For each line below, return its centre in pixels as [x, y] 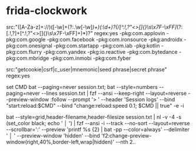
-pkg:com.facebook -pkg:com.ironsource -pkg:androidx [115, 39]
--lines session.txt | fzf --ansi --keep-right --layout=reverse [114, 93]
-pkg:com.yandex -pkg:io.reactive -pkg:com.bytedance [110, 52]
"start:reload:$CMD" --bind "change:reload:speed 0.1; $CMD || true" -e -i [95, 105]
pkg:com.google [26, 39]
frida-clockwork [46, 11]
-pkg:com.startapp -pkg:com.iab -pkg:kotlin [107, 46]
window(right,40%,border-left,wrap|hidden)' [60, 142]
